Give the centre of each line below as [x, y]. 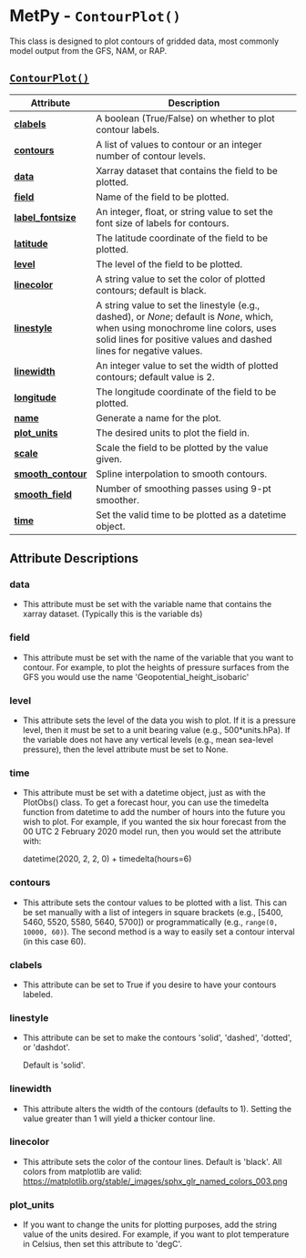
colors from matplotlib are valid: [82, 1171]
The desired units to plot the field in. [173, 432]
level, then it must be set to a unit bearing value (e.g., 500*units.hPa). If [156, 730]
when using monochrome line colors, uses [186, 327]
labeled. [37, 994]
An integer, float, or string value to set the [184, 211]
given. [109, 459]
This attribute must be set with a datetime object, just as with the [144, 793]
